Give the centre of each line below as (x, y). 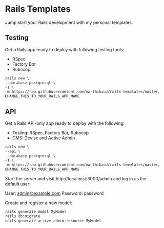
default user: (18, 184)
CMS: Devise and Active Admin (43, 138)
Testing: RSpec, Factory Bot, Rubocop (51, 133)
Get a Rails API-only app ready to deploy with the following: (65, 123)
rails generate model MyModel (36, 212)
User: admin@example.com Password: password (54, 193)
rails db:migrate (23, 216)
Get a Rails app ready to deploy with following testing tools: (65, 49)
